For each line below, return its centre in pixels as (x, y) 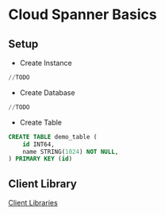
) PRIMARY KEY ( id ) (40, 159)
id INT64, (39, 144)
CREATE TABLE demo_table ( (53, 136)
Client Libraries (33, 203)
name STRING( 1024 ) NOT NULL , (71, 152)
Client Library (42, 184)
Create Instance (46, 63)
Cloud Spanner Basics (82, 15)
